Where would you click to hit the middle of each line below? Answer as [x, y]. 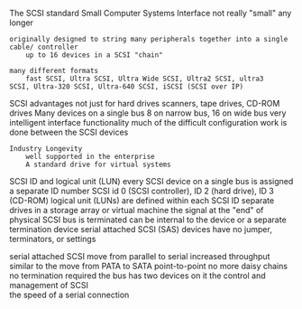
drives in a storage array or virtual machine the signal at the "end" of [137, 210]
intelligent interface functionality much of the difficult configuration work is [148, 122]
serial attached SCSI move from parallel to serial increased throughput [140, 256]
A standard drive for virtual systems [98, 164]
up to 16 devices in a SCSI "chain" [95, 55]
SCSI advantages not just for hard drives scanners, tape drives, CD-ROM [145, 103]
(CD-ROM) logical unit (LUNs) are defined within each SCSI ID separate [142, 201]
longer [22, 23]
